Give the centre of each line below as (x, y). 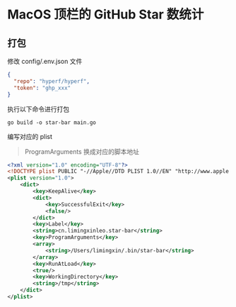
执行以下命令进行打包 (38, 109)
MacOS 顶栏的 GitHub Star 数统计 (106, 15)
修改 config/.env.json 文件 (45, 61)
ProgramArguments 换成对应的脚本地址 (82, 151)
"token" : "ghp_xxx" (42, 88)
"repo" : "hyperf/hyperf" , (52, 81)
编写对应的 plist (30, 136)
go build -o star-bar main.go (52, 122)
